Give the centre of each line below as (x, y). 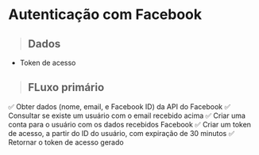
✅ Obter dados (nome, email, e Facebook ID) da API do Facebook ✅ (120, 106)
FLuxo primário (66, 87)
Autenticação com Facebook (105, 15)
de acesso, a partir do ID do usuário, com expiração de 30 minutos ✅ (122, 133)
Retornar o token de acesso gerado (66, 142)
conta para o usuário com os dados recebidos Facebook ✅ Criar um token (130, 124)
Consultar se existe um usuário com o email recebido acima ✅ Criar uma (127, 115)
